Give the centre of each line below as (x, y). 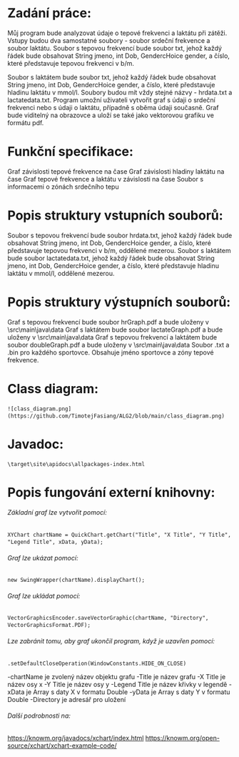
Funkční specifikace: (71, 152)
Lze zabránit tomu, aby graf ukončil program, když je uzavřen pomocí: (111, 641)
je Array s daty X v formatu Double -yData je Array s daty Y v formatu (128, 692)
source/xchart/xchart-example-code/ (62, 746)
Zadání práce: (49, 13)
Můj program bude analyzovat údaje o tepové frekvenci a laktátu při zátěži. (117, 33)
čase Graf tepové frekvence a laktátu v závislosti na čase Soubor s (106, 179)
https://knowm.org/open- (182, 738)
